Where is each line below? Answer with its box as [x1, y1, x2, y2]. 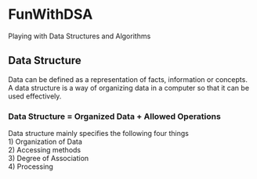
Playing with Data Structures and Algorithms [8, 31, 151, 41]
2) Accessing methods [8, 145, 81, 155]
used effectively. [8, 91, 62, 101]
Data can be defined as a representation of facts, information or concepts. [8, 74, 248, 84]
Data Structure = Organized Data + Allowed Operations [8, 111, 221, 122]
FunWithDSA [8, 5, 93, 23]
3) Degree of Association [8, 154, 89, 163]
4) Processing [8, 162, 53, 171]
